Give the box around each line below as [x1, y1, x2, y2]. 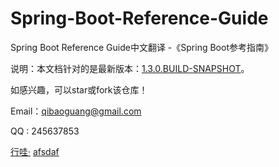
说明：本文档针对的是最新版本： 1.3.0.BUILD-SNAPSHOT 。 [10, 62, 250, 74]
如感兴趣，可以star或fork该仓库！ [10, 83, 148, 96]
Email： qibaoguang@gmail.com [10, 105, 142, 117]
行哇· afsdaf [10, 145, 60, 157]
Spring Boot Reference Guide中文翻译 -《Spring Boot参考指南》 [10, 41, 273, 53]
